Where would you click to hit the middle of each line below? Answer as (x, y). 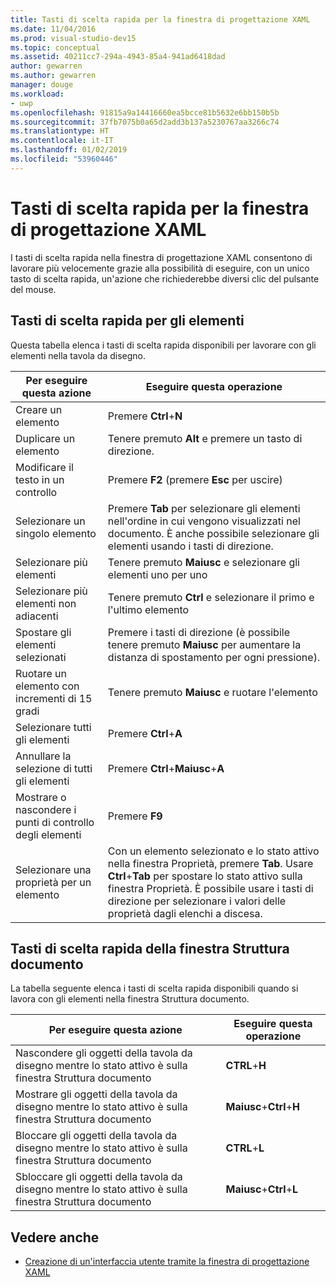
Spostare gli (43, 632)
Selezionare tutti (53, 727)
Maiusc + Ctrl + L (262, 1189)
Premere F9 (135, 816)
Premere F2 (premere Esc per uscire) (195, 479)
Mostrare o (41, 797)
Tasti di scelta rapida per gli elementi (127, 321)
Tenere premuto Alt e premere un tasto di (205, 438)
